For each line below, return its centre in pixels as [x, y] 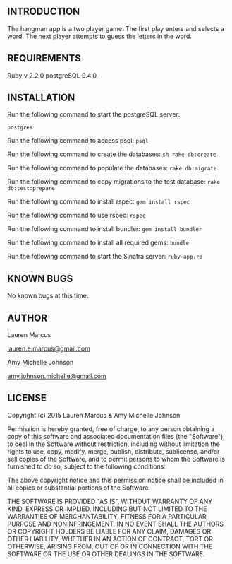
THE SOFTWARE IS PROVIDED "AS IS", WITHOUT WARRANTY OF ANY [110, 501]
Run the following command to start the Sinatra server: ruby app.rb [105, 257]
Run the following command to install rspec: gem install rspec [99, 201]
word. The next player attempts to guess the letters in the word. [99, 36]
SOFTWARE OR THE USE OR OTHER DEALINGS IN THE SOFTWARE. [106, 553]
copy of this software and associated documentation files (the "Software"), [116, 436]
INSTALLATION [41, 98]
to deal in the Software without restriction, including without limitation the [114, 444]
